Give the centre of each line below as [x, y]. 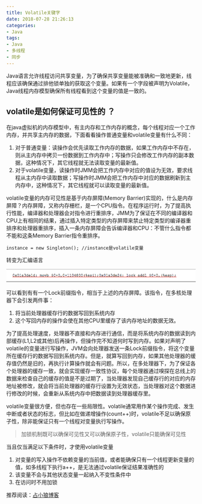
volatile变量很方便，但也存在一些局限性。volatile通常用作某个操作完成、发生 [100, 406]
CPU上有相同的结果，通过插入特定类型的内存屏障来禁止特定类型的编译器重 [99, 220]
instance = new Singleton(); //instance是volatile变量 [75, 248]
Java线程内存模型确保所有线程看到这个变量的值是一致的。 [78, 91]
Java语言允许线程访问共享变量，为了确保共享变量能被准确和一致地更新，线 [99, 76]
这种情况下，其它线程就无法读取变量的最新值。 [84, 162]
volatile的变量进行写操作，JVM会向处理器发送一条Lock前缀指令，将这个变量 [101, 348]
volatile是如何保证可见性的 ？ [61, 112]
